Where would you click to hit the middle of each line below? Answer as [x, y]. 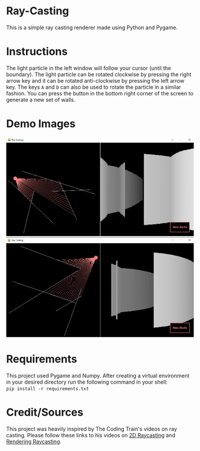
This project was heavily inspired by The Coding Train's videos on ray [92, 429]
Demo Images [41, 124]
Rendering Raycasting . [34, 441]
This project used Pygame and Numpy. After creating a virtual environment [98, 375]
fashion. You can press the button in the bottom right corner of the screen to [100, 93]
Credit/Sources [45, 412]
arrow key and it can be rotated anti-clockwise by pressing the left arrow [95, 80]
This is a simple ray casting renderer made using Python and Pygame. [92, 27]
